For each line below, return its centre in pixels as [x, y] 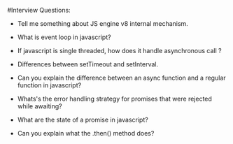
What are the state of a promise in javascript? [83, 120]
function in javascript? [49, 85]
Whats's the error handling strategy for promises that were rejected [114, 99]
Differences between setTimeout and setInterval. [88, 64]
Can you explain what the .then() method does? [86, 133]
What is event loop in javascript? [64, 37]
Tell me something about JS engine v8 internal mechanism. [103, 23]
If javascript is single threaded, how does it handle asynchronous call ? [119, 51]
